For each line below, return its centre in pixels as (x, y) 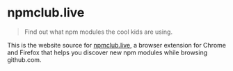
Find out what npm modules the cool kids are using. (98, 32)
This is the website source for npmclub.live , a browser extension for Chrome (116, 45)
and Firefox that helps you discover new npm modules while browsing (107, 52)
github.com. (24, 59)
